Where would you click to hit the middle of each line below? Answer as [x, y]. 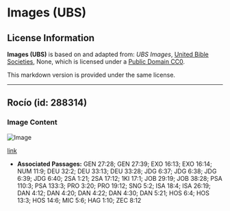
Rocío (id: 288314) [47, 103]
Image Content [33, 123]
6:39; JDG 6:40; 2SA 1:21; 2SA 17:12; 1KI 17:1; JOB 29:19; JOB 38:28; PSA [119, 178]
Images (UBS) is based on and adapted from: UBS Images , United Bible [108, 54]
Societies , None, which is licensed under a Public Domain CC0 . [96, 62]
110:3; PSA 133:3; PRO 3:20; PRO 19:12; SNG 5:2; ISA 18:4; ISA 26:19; [114, 186]
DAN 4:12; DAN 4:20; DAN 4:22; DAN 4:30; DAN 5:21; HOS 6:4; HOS [113, 193]
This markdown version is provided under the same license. [91, 75]
